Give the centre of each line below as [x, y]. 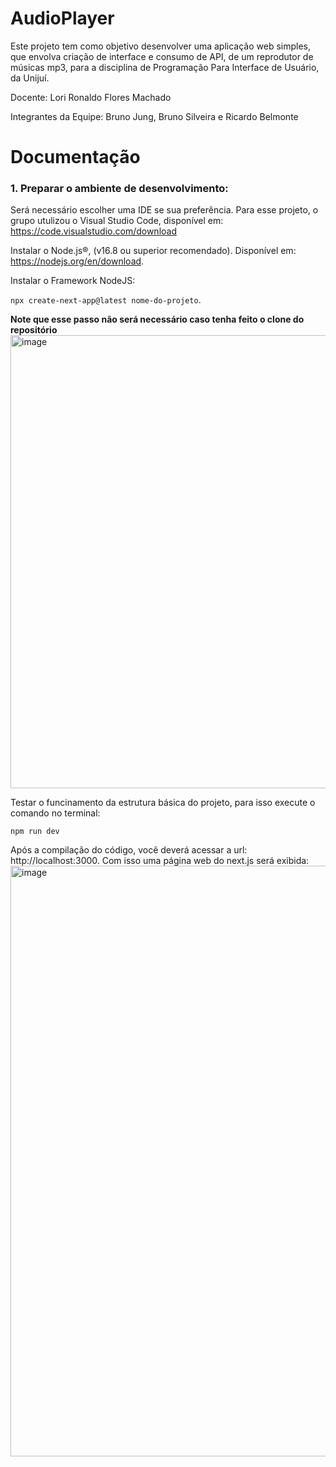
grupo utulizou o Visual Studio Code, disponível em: [117, 221]
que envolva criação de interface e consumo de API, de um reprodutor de [162, 56]
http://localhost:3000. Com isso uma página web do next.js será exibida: [160, 861]
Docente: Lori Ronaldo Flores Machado [91, 97]
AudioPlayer [62, 18]
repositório [34, 330]
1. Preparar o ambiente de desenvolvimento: [119, 189]
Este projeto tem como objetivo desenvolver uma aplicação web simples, [161, 46]
